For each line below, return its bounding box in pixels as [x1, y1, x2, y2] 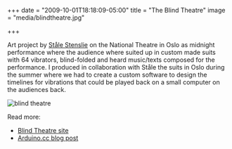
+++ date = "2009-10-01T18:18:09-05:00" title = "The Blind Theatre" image [7, 6, 226, 14]
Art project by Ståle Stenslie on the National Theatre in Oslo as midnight [7, 41, 215, 48]
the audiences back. [7, 86, 67, 93]
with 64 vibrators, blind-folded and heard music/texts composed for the [7, 56, 216, 64]
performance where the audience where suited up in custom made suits [7, 48, 216, 56]
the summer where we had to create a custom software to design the [7, 70, 207, 79]
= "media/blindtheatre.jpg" [7, 13, 85, 22]
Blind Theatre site [17, 127, 69, 134]
